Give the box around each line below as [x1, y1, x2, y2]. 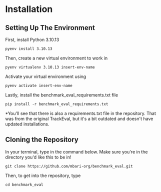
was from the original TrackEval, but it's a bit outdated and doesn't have [5, 116, 153, 121]
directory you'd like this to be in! [5, 154, 71, 160]
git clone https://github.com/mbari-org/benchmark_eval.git [5, 163, 133, 168]
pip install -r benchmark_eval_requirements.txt [5, 101, 108, 106]
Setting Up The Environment [5, 23, 95, 32]
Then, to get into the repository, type [5, 172, 81, 178]
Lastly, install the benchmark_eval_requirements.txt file [5, 92, 118, 98]
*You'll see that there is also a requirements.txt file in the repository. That [5, 110, 156, 116]
